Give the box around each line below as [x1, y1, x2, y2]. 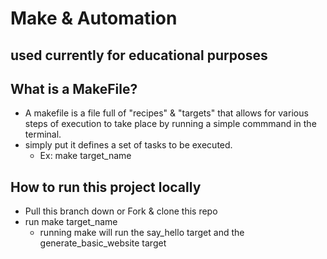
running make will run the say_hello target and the [39, 227, 245, 239]
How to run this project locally [10, 178, 202, 196]
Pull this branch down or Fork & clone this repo [24, 205, 218, 217]
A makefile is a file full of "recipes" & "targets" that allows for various [24, 107, 309, 119]
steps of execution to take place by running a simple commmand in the [24, 118, 317, 130]
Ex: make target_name [39, 150, 132, 162]
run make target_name [24, 216, 118, 228]
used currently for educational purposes [10, 47, 268, 64]
